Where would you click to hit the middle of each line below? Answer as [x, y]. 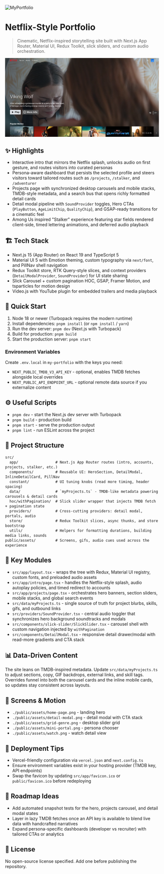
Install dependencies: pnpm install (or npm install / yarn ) [71, 323]
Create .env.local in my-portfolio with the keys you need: [64, 362]
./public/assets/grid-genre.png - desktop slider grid [66, 723]
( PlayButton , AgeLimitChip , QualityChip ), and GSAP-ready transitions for [85, 209]
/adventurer [24, 184]
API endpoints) [27, 770]
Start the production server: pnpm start [51, 339]
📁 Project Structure [35, 445]
